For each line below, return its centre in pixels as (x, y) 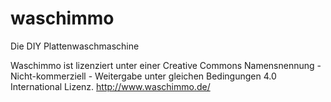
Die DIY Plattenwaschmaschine (75, 46)
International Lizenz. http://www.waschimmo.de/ (110, 86)
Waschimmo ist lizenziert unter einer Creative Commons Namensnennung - (166, 65)
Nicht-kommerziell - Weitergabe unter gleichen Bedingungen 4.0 (143, 76)
